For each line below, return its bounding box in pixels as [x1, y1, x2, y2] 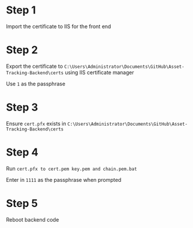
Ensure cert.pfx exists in [6, 120, 66, 127]
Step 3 [6, 101, 38, 114]
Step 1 [6, 4, 36, 17]
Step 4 [6, 146, 39, 158]
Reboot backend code [6, 216, 59, 223]
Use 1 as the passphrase [6, 80, 66, 87]
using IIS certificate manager [65, 68, 134, 76]
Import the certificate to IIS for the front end [6, 23, 111, 30]
